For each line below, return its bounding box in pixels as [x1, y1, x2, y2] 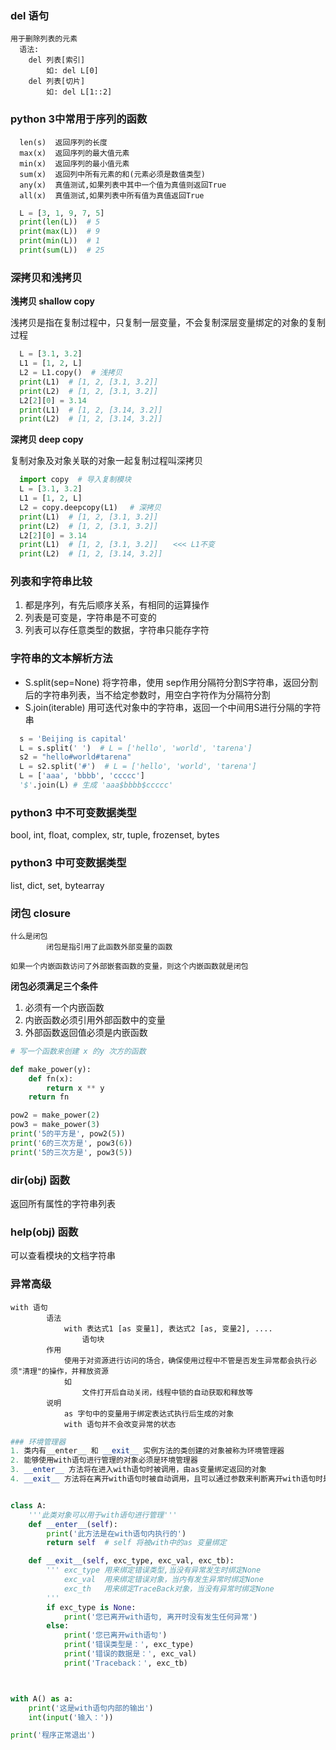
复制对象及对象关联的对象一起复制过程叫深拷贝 [10, 455, 203, 467]
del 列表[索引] [28, 55, 86, 66]
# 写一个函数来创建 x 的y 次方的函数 [10, 1046, 147, 1056]
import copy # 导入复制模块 [19, 475, 132, 485]
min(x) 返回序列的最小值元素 [19, 158, 130, 169]
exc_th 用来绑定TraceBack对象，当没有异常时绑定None [63, 1583, 275, 1594]
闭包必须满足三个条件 [10, 980, 98, 992]
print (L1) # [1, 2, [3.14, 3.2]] [19, 405, 163, 415]
